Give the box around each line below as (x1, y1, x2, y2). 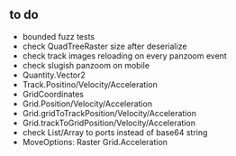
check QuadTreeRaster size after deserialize (22, 41, 187, 51)
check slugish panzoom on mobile (22, 60, 150, 70)
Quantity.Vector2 (22, 69, 86, 80)
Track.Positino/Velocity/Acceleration (22, 78, 158, 89)
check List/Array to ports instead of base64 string (22, 126, 208, 138)
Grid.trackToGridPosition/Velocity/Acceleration (22, 117, 196, 128)
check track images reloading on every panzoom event (22, 50, 227, 61)
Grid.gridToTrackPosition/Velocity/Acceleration (22, 107, 196, 118)
